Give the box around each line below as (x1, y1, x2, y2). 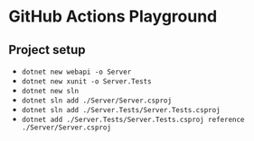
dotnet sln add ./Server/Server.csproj (21, 96, 173, 105)
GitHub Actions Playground (8, 6, 218, 27)
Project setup (8, 42, 87, 57)
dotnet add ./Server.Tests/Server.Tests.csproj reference (21, 115, 245, 124)
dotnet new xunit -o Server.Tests (21, 77, 152, 86)
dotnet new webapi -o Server (21, 67, 132, 76)
